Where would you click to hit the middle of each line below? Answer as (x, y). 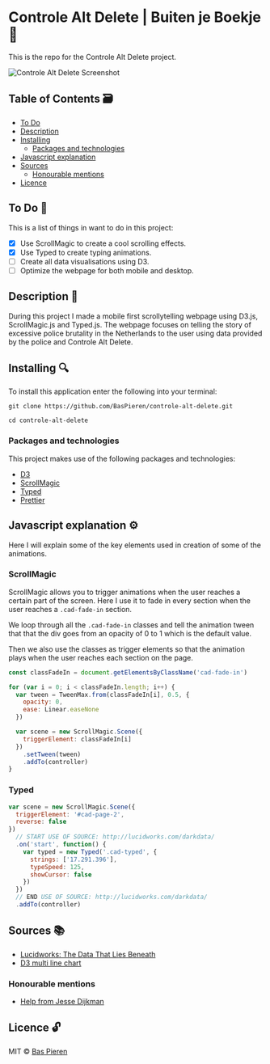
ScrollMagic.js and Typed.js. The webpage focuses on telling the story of (130, 324)
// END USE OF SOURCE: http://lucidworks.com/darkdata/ (112, 897)
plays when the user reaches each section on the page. (101, 657)
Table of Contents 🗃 (61, 99)
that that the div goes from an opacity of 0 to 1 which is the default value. (130, 633)
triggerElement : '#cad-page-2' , (70, 814)
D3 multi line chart (51, 963)
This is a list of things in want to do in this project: (91, 227)
